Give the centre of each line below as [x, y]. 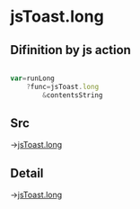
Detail [27, 173]
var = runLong [32, 78]
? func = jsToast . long [63, 86]
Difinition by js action [70, 50]
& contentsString [73, 95]
